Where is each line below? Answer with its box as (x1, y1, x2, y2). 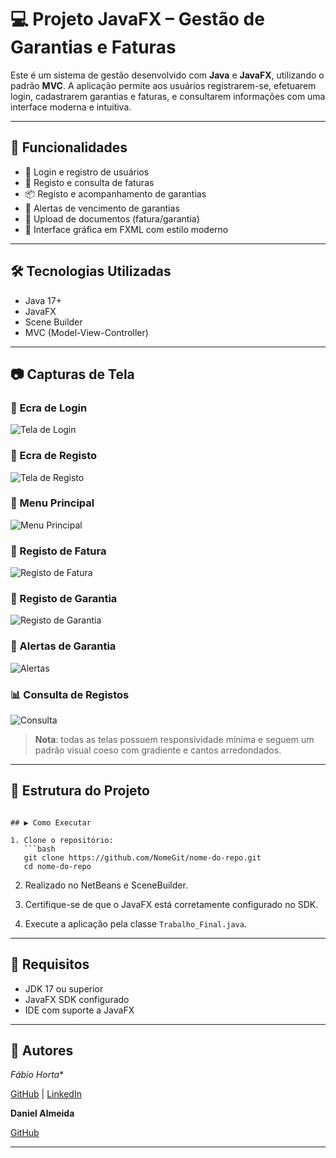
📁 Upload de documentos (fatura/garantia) (24, 212, 200, 225)
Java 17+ (24, 294, 62, 306)
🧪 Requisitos (10, 956, 90, 973)
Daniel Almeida (10, 1107, 75, 1120)
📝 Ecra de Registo (10, 449, 97, 463)
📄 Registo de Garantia (10, 592, 118, 606)
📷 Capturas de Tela (10, 366, 135, 383)
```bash (23, 844, 56, 854)
